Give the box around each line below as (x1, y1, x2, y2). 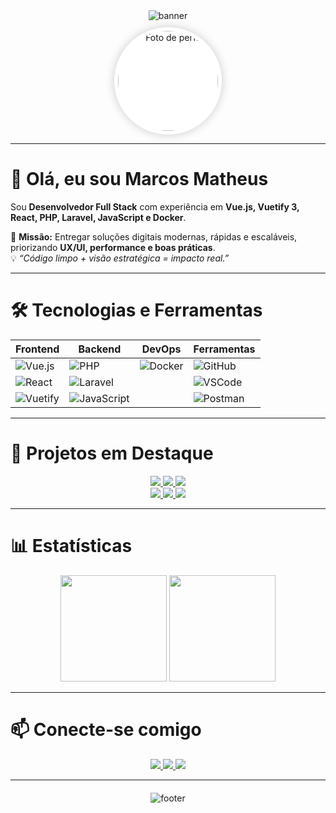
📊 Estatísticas (10, 535, 133, 557)
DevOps (141, 342, 182, 356)
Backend (78, 342, 122, 356)
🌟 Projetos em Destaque (10, 442, 214, 465)
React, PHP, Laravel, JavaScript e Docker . (10, 211, 187, 223)
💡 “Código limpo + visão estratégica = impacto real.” (10, 252, 230, 264)
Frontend (15, 342, 60, 356)
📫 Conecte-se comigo (10, 718, 202, 741)
